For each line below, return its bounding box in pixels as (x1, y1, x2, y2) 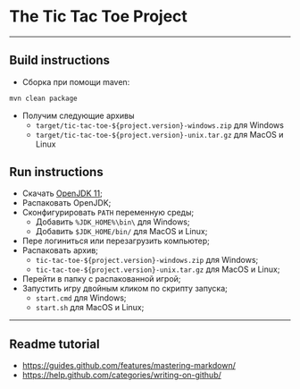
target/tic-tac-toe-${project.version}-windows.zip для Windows (35, 119, 284, 131)
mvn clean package (9, 94, 78, 103)
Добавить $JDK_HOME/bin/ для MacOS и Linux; (35, 226, 208, 237)
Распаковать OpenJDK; (21, 198, 112, 208)
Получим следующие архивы (21, 110, 135, 121)
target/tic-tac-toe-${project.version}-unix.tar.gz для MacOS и (35, 129, 284, 140)
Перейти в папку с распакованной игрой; (21, 274, 181, 284)
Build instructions (9, 53, 110, 68)
